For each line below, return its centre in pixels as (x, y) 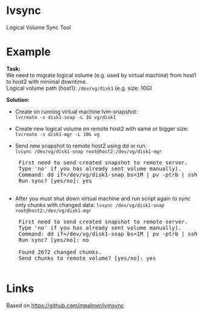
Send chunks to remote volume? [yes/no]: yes (87, 258)
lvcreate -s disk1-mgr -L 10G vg (57, 134)
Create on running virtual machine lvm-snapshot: (76, 111)
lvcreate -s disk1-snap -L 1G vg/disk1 (65, 117)
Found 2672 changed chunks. (60, 252)
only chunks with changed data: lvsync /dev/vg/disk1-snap (90, 205)
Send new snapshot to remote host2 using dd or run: (81, 146)
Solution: (18, 100)
